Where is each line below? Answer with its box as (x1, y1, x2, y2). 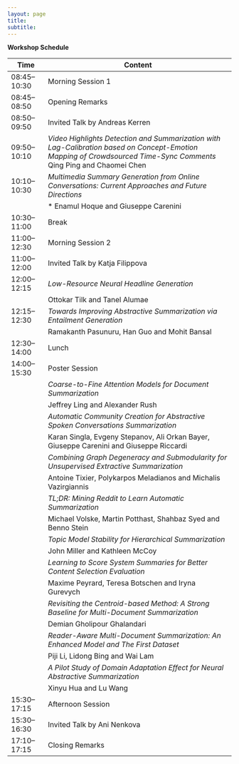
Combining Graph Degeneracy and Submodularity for (48, 453, 228, 463)
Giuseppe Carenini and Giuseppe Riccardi (48, 441, 187, 451)
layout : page (7, 10, 46, 18)
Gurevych (48, 587, 80, 597)
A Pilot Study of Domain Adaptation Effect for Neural (48, 663, 224, 673)
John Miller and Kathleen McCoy (48, 546, 157, 556)
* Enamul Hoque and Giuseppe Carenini (48, 201, 181, 211)
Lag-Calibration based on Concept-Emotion (48, 143, 198, 153)
